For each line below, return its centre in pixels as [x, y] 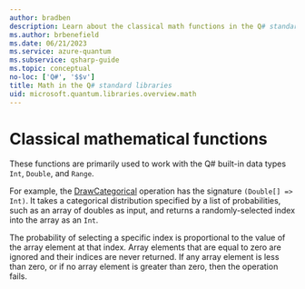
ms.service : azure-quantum [60, 52]
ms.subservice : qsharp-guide [64, 60]
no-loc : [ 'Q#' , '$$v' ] [52, 77]
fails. [19, 276]
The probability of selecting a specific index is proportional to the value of [148, 238]
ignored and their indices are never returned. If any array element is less [144, 257]
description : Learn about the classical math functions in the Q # [138, 26]
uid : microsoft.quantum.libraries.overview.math [103, 94]
